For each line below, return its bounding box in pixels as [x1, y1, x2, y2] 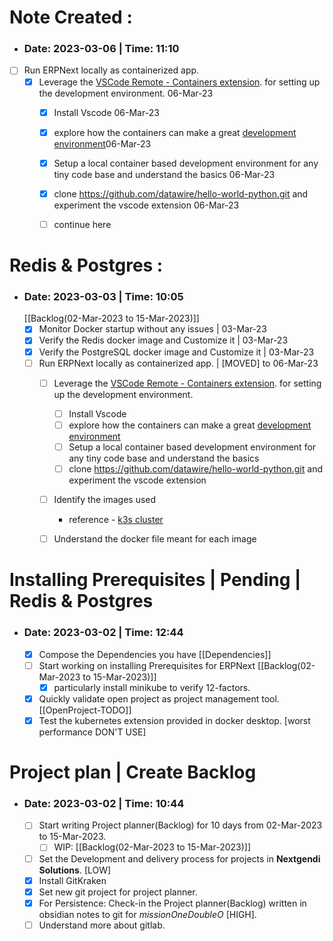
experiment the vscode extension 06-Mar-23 [53, 199, 240, 211]
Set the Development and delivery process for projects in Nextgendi [38, 852, 321, 865]
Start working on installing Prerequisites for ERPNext [38, 659, 256, 671]
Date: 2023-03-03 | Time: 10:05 [23, 290, 184, 304]
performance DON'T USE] [38, 726, 147, 738]
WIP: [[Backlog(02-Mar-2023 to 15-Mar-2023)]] [53, 841, 252, 853]
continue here [53, 218, 112, 230]
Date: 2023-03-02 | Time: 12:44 [23, 626, 184, 640]
